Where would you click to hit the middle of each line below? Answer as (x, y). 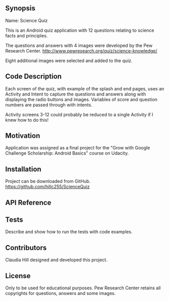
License (18, 275)
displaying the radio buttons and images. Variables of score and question (81, 99)
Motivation (23, 136)
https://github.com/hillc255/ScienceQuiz (48, 187)
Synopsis (20, 8)
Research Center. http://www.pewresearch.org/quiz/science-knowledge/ (81, 51)
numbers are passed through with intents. (49, 105)
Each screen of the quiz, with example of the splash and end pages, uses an (85, 88)
